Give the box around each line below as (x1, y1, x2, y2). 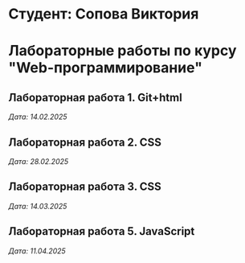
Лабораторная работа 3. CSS (8, 180, 162, 194)
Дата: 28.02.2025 (8, 157, 69, 166)
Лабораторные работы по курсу (8, 42, 237, 60)
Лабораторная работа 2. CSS (8, 135, 162, 149)
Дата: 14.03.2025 (8, 201, 67, 211)
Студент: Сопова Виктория (8, 5, 199, 23)
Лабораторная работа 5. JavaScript (8, 224, 195, 238)
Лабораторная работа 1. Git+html (8, 90, 182, 105)
